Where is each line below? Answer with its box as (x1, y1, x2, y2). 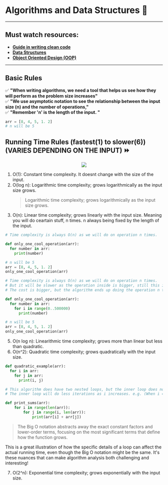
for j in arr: (14, 373, 43, 378)
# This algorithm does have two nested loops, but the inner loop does (5, 387, 157, 392)
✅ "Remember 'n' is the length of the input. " (5, 109, 100, 115)
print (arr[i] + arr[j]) (31, 414, 81, 419)
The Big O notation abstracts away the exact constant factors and (17, 423, 153, 429)
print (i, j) (18, 378, 43, 383)
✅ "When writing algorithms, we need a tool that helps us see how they (5, 87, 156, 93)
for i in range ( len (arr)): (14, 405, 70, 410)
